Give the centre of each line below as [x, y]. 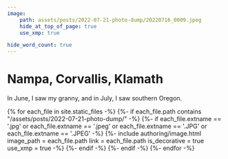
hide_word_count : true [40, 45]
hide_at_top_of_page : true [58, 26]
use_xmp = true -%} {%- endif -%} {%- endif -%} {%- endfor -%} [101, 148]
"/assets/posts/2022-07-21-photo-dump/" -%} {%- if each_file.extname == [114, 119]
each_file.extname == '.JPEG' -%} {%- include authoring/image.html [104, 134]
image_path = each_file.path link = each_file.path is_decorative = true [106, 141]
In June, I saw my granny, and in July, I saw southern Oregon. [95, 98]
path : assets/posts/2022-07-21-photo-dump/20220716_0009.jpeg [111, 20]
